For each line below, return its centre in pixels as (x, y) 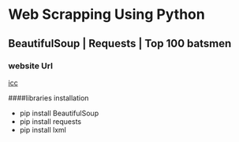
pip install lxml (43, 129)
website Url (31, 66)
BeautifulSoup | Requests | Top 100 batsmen (120, 44)
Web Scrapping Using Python (106, 15)
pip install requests (50, 121)
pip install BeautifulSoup (59, 113)
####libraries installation (49, 98)
